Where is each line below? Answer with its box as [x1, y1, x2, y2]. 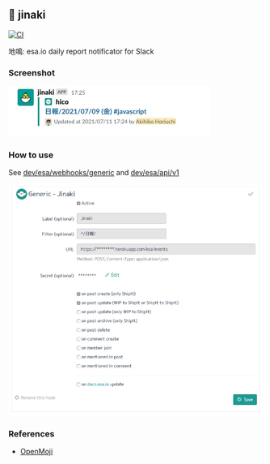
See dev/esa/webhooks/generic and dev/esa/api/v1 [8, 168, 179, 178]
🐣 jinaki [8, 8, 46, 22]
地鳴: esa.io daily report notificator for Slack [8, 46, 154, 56]
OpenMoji [19, 447, 53, 457]
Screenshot [8, 67, 55, 78]
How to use [8, 149, 54, 161]
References [8, 427, 55, 439]
